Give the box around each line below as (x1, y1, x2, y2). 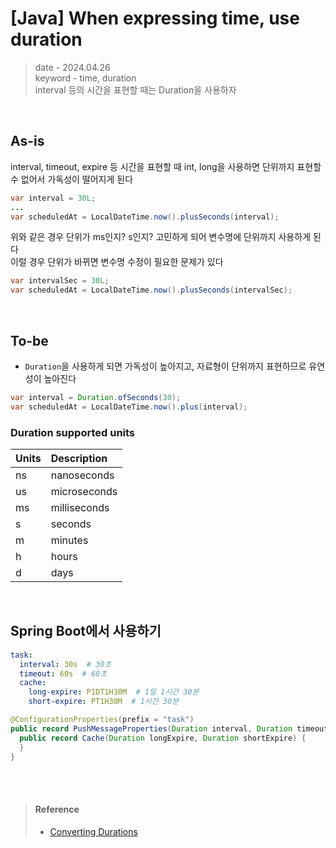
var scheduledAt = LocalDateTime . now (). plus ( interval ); (10, 402, 248, 412)
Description (50, 451, 108, 465)
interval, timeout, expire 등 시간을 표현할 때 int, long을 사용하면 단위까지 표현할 (10, 160, 322, 172)
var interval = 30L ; (10, 193, 97, 203)
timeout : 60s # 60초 (19, 668, 108, 679)
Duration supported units (10, 425, 136, 439)
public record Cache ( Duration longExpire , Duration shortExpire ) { (19, 733, 307, 743)
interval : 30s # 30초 (19, 659, 112, 669)
